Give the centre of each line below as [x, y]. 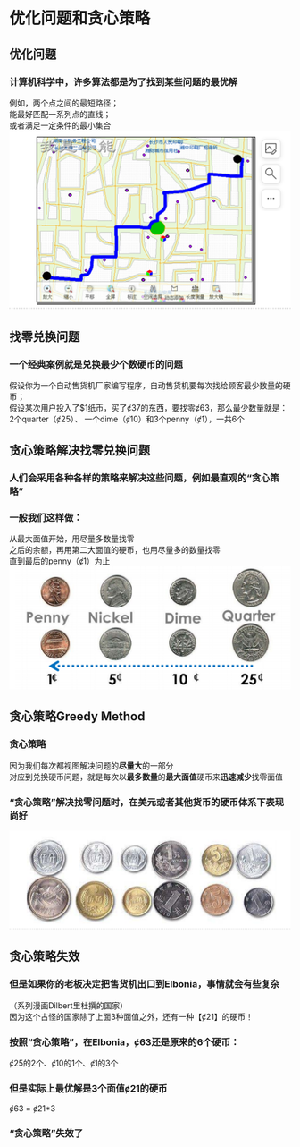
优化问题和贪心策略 [80, 18]
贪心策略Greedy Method [77, 717]
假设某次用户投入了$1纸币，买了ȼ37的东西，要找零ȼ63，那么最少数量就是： [149, 408]
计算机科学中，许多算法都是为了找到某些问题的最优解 [124, 81]
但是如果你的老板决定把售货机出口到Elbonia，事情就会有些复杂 [145, 984]
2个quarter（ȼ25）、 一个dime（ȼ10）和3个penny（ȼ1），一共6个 [127, 419]
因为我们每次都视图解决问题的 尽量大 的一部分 [92, 765]
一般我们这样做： [46, 517]
